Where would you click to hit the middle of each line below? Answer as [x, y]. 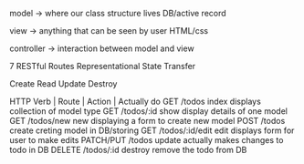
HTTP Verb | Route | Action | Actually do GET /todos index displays [136, 101]
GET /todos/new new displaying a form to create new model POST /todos [147, 121]
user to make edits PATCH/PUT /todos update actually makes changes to [147, 140]
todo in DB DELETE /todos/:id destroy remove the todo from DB [128, 150]
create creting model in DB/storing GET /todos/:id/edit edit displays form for [152, 130]
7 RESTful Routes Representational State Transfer [103, 66]
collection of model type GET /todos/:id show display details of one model [148, 111]
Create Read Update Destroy [63, 84]
